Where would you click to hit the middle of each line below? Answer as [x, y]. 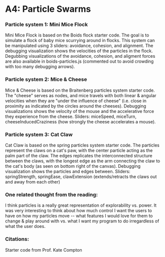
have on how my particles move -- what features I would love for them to [79, 216]
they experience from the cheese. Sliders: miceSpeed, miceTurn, [71, 116]
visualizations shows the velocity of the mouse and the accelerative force [80, 111]
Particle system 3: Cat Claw [39, 134]
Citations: [17, 239]
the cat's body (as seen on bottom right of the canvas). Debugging [73, 166]
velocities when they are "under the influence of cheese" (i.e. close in [76, 101]
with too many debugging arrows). [40, 67]
